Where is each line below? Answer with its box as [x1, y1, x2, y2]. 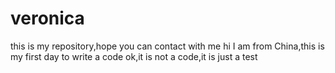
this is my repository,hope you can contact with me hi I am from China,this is [10, 40, 325, 52]
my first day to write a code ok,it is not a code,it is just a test [10, 50, 258, 62]
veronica [10, 7, 85, 30]
